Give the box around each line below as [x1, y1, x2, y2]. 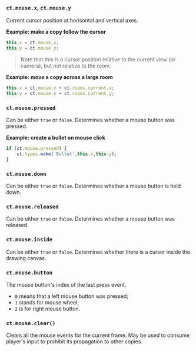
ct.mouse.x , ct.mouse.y [6, 4, 72, 12]
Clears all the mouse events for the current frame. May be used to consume [6, 332, 190, 339]
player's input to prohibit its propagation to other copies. [6, 338, 143, 345]
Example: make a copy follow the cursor [6, 28, 106, 35]
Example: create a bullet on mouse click [6, 134, 106, 142]
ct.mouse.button [6, 269, 53, 276]
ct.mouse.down [6, 170, 46, 177]
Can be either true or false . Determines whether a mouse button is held [6, 182, 181, 189]
